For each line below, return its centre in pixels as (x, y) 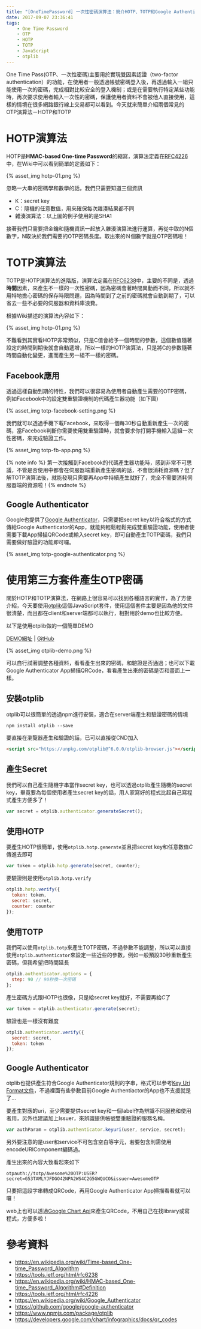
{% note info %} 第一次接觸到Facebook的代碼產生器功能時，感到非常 (91, 462)
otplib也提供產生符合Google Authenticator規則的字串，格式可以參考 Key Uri (98, 1083)
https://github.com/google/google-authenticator (74, 1306)
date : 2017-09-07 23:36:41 (40, 17)
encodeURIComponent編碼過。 (45, 1149)
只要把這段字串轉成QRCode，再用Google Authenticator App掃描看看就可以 (98, 1191)
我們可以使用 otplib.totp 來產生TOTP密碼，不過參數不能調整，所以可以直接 (99, 948)
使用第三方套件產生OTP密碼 (75, 580)
